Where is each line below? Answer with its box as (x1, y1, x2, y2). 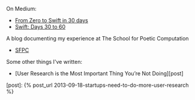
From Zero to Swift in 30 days (14, 17, 88, 23)
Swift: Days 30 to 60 (14, 23, 66, 30)
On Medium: (6, 5, 37, 12)
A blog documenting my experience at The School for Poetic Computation (6, 35, 189, 42)
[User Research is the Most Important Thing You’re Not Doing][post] (14, 70, 184, 77)
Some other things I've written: (6, 58, 83, 65)
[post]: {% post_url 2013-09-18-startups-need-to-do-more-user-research (6, 81, 189, 89)
